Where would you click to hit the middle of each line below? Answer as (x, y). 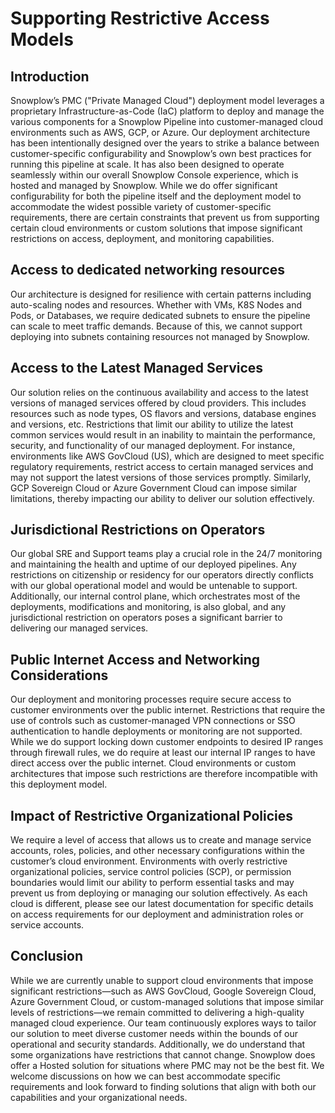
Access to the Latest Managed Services (137, 368)
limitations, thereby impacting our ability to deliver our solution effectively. (162, 498)
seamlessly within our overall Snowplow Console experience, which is (154, 175)
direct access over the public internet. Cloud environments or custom (153, 763)
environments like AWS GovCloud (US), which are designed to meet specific (167, 456)
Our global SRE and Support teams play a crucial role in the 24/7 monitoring (166, 554)
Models (42, 39)
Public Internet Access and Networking (135, 659)
